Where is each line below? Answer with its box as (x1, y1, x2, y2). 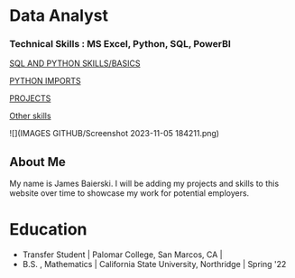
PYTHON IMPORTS (9, 76, 81, 87)
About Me (9, 154, 66, 170)
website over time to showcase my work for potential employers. (9, 188, 250, 199)
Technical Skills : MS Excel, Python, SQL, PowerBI (9, 38, 232, 51)
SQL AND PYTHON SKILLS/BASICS (9, 58, 141, 69)
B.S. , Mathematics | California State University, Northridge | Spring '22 (22, 259, 287, 270)
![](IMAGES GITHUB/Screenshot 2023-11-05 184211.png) (9, 128, 219, 139)
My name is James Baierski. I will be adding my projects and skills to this (9, 178, 280, 190)
